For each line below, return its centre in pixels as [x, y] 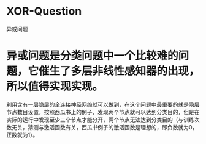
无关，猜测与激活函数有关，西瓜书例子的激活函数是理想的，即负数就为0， [105, 127]
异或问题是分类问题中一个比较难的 [93, 56]
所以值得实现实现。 [55, 86]
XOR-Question [44, 11]
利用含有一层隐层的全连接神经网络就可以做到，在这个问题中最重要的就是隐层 [103, 104]
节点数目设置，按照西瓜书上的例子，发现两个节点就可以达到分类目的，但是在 [103, 112]
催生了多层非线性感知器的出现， [120, 71]
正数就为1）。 [22, 135]
